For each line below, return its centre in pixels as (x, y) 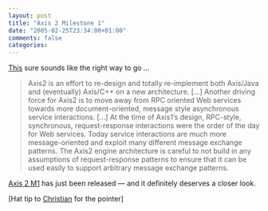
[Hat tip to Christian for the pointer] (66, 199)
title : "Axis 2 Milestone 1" (57, 23)
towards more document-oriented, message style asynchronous (133, 109)
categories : (28, 45)
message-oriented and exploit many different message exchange (135, 143)
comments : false (35, 38)
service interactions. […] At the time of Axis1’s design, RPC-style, (134, 117)
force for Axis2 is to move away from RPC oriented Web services (134, 100)
